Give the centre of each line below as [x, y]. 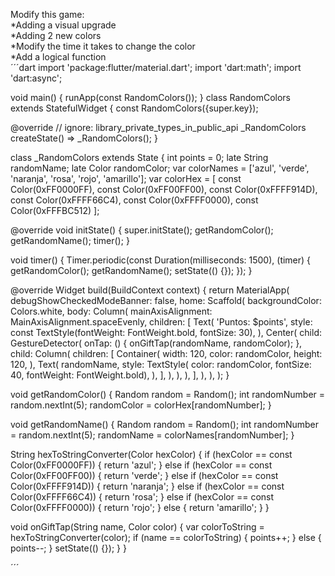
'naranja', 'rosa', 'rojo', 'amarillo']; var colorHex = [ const [126, 178]
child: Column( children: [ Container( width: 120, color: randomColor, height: [166, 353]
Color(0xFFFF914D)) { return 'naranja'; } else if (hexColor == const [147, 486]
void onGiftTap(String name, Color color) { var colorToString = [137, 527]
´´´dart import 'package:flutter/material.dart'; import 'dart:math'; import [156, 67]
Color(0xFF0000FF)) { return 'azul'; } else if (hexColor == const [141, 465]
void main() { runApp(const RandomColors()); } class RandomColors [150, 97]
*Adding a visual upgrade [63, 25]
